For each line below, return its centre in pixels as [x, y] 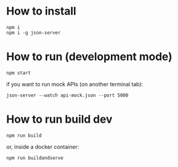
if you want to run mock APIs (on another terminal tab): [75, 84]
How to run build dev [59, 119]
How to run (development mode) [89, 57]
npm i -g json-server [34, 32]
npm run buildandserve [35, 158]
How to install [41, 11]
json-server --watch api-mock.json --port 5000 [68, 95]
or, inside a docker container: [43, 146]
